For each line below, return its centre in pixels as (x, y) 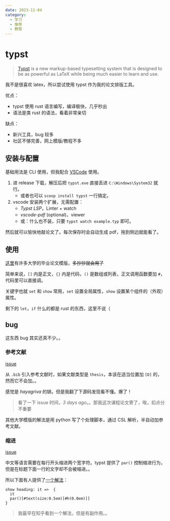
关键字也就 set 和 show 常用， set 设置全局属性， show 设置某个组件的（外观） (86, 291)
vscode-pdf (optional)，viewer (53, 214)
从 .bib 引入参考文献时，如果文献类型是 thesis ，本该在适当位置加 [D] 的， (84, 374)
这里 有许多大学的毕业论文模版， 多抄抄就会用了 (54, 263)
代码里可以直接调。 (26, 280)
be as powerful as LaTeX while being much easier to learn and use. (88, 74)
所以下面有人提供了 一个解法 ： (37, 480)
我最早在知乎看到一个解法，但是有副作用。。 (64, 513)
